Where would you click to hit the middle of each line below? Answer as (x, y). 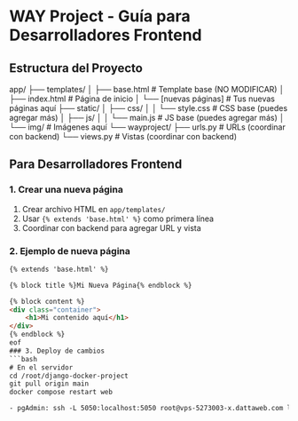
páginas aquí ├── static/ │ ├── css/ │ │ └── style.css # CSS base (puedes (149, 108)
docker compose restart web (61, 393)
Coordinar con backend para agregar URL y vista (111, 227)
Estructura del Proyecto (76, 68)
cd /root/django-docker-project (69, 376)
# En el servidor (41, 367)
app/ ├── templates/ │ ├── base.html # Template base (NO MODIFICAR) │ (147, 89)
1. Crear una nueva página (67, 190)
